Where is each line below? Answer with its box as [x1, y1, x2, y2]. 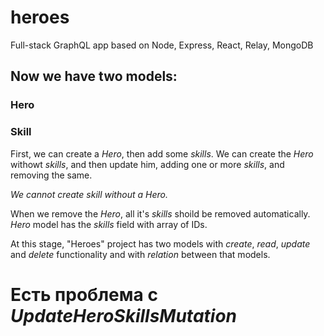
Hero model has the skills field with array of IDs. [10, 218, 208, 230]
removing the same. [10, 169, 93, 181]
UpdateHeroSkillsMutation [10, 304, 238, 327]
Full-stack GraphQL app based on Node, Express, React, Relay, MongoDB [10, 39, 314, 51]
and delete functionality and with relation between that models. [10, 248, 271, 260]
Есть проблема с [10, 283, 158, 306]
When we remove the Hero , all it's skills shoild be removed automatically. [10, 207, 311, 220]
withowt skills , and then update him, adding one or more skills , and [10, 158, 285, 170]
